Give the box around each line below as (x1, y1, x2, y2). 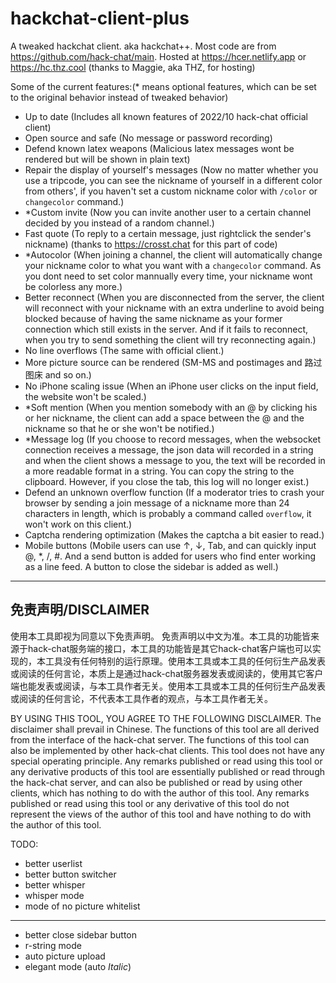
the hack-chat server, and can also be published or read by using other (10, 776, 303, 788)
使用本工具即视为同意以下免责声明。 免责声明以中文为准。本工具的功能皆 (10, 630, 311, 642)
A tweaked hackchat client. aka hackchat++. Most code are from (10, 40, 277, 52)
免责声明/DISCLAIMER (10, 602, 150, 619)
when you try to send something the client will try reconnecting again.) (24, 333, 317, 346)
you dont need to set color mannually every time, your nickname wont (24, 270, 313, 282)
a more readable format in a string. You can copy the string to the (24, 465, 295, 477)
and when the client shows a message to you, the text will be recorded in (24, 454, 326, 466)
